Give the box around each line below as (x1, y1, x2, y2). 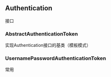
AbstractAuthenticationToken (5, 30, 78, 37)
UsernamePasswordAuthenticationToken (5, 55, 106, 62)
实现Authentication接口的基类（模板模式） (5, 42, 91, 48)
